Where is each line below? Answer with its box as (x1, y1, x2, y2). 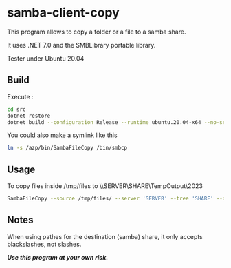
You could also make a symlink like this (7, 131, 118, 139)
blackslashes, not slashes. (7, 240, 82, 248)
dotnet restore (7, 112, 51, 119)
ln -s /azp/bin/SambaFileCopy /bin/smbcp (7, 145, 128, 152)
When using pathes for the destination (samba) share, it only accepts (7, 232, 203, 240)
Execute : (7, 92, 34, 101)
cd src (7, 105, 26, 113)
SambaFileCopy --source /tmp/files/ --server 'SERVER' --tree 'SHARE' (7, 195, 214, 203)
